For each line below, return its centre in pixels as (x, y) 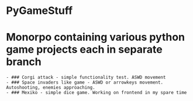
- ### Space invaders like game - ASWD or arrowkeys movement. (85, 82)
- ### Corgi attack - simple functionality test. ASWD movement (86, 77)
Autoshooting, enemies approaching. (51, 88)
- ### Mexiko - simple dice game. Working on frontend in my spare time (96, 93)
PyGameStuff (39, 11)
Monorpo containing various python (96, 37)
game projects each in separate (84, 50)
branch (24, 62)
